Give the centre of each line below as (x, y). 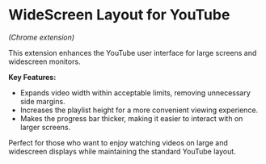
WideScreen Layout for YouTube (119, 15)
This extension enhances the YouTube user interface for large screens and (133, 53)
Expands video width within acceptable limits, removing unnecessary (135, 93)
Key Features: (32, 77)
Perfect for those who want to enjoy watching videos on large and (118, 142)
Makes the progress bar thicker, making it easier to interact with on (131, 118)
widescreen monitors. (44, 61)
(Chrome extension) (42, 37)
